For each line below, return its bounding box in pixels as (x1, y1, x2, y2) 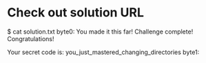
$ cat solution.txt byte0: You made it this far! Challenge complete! (7, 27, 194, 36)
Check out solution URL (7, 5, 145, 21)
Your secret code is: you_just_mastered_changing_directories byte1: (7, 48, 200, 56)
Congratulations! (7, 34, 54, 42)
